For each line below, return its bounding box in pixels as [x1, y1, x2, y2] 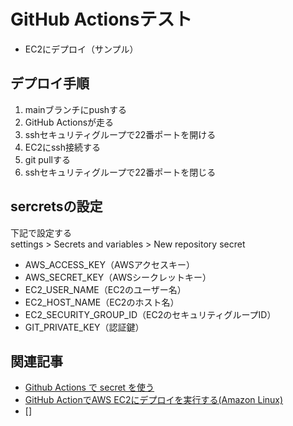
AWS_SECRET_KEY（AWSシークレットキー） [24, 271, 212, 283]
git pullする [24, 153, 71, 165]
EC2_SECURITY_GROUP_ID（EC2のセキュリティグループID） [24, 308, 277, 320]
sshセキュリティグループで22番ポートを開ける [24, 128, 217, 140]
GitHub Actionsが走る [24, 116, 115, 128]
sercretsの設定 [10, 198, 103, 215]
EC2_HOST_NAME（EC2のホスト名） [24, 296, 180, 308]
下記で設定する [10, 226, 72, 239]
